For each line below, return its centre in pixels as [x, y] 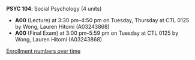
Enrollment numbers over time [43, 51]
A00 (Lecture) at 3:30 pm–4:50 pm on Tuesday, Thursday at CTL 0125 [102, 20]
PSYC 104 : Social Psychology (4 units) [54, 9]
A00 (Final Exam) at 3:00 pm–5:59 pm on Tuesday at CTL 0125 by [97, 33]
